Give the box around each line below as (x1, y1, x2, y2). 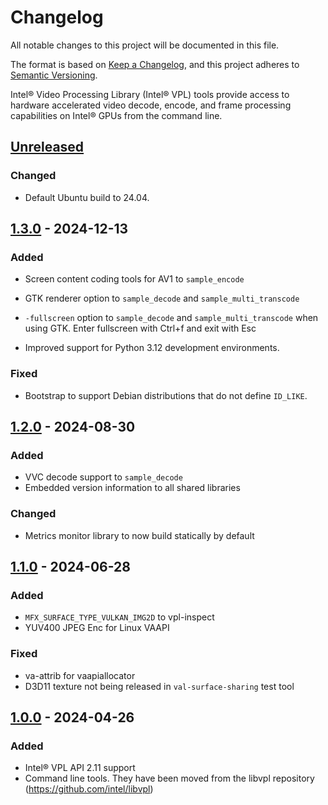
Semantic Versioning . (10, 69, 98, 81)
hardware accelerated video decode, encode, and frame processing (10, 99, 292, 111)
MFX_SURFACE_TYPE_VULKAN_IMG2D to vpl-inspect (24, 611, 215, 623)
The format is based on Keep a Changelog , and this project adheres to (10, 58, 300, 70)
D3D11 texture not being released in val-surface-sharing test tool (24, 680, 295, 692)
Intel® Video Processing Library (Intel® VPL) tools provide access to (10, 88, 290, 100)
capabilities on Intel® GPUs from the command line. (10, 109, 223, 121)
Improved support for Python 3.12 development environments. (24, 342, 280, 354)
